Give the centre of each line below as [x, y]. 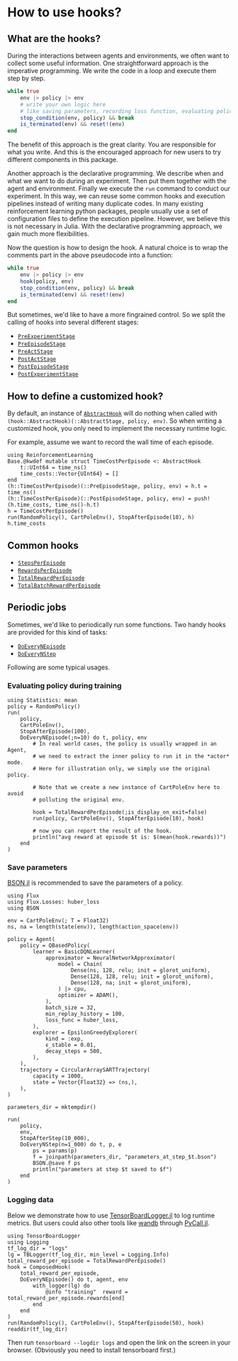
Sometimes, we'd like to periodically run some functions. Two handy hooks [117, 624]
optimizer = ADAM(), [88, 996]
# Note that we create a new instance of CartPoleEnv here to [126, 787]
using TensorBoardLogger [44, 1236]
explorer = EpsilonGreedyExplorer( [85, 1033]
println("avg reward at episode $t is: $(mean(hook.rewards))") [130, 837]
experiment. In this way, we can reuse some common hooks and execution [116, 196]
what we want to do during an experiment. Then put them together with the [117, 181]
